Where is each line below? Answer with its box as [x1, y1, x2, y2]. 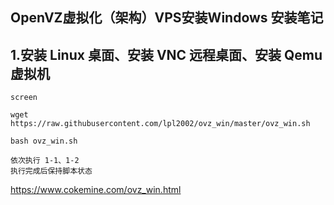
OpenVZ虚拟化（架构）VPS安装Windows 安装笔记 [10, 9, 324, 27]
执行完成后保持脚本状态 [10, 166, 93, 177]
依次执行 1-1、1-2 [10, 156, 80, 166]
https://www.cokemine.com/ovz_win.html [10, 184, 182, 196]
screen [10, 93, 38, 103]
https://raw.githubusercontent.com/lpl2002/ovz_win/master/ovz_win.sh [10, 119, 311, 129]
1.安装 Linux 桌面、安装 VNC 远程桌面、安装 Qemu [10, 46, 323, 63]
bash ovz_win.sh [10, 136, 78, 147]
